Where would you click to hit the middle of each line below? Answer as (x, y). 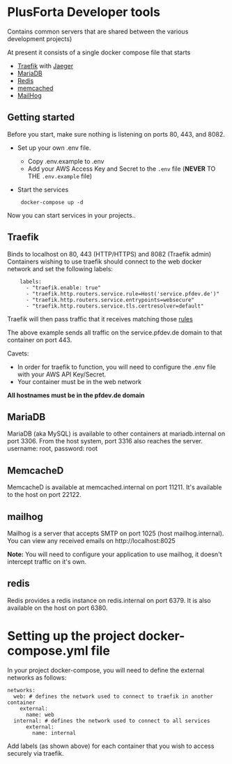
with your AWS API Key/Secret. (62, 374)
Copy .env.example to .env (66, 161)
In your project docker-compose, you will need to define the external (106, 670)
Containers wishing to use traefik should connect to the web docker (105, 261)
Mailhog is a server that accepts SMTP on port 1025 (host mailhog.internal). (116, 533)
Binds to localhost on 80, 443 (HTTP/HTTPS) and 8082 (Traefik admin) (109, 254)
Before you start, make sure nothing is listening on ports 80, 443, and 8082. (116, 134)
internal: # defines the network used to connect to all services (112, 721)
